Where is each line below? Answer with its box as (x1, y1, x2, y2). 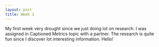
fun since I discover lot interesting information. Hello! (5, 36, 113, 42)
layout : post (5, 7, 32, 12)
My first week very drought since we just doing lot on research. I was (5, 25, 147, 31)
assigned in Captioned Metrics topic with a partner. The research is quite (5, 31, 155, 37)
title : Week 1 (5, 12, 35, 17)
